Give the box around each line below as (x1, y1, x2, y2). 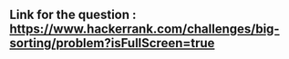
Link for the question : (9, 7, 137, 23)
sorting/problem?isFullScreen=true (9, 35, 215, 51)
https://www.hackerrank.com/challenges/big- (9, 22, 280, 37)
